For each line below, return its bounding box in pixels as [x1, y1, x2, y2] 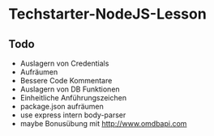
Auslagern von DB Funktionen [19, 84, 120, 94]
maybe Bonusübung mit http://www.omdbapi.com [19, 119, 187, 128]
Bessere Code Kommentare [19, 76, 113, 85]
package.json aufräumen [19, 102, 104, 111]
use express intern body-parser [19, 110, 126, 120]
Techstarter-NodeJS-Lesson [8, 5, 207, 23]
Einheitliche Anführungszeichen [19, 93, 127, 102]
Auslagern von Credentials [19, 58, 109, 68]
